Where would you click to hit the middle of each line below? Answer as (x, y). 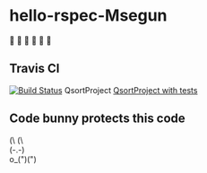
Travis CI (34, 69)
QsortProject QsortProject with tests (131, 90)
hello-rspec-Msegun (88, 16)
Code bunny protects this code (97, 119)
